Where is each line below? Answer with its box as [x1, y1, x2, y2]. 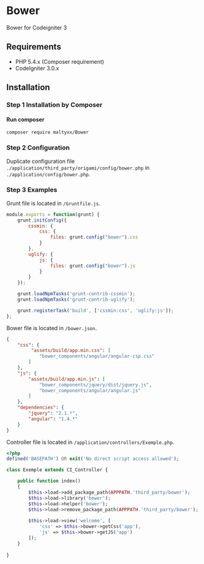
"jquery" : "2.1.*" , [28, 410, 78, 416]
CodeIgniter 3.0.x [15, 64, 59, 72]
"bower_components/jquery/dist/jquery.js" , [39, 382, 152, 388]
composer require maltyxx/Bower [6, 129, 89, 135]
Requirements [6, 42, 61, 52]
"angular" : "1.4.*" [28, 416, 78, 422]
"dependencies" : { [17, 405, 64, 411]
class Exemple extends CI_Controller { [6, 467, 108, 473]
